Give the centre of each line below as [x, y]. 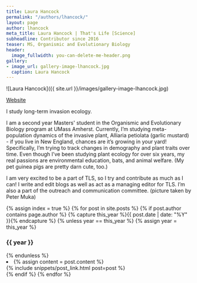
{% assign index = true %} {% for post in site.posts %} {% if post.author [94, 208]
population [19, 136]
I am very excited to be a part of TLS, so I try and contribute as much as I [95, 178]
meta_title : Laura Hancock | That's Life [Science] [71, 34]
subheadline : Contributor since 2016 [52, 39]
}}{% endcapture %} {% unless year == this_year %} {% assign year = [91, 221]
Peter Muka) [21, 197]
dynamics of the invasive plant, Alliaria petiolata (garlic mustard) [111, 136]
